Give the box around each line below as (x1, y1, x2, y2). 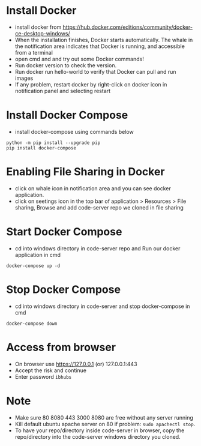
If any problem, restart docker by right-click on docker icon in (14, 80, 167, 88)
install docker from (14, 23, 62, 31)
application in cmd (14, 251, 61, 258)
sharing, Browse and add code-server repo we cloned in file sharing (14, 203, 184, 211)
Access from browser (6, 340, 116, 354)
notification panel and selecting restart (14, 87, 111, 94)
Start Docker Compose (6, 225, 122, 238)
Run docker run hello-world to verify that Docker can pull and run (14, 68, 176, 75)
